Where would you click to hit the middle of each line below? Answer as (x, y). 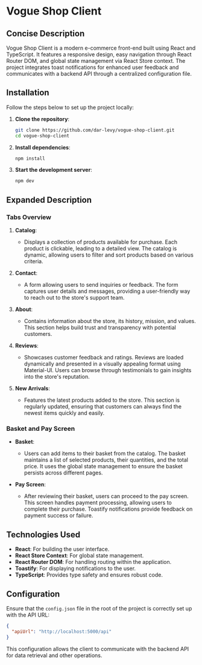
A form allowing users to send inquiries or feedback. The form (101, 285)
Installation (28, 93)
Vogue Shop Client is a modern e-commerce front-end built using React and (101, 48)
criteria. (33, 261)
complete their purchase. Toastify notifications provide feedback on (108, 509)
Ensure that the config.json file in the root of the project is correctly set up (99, 608)
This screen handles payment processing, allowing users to (98, 503)
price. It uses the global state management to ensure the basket (103, 467)
